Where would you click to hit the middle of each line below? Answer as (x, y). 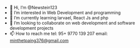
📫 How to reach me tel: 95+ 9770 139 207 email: (59, 33)
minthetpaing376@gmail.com (39, 40)
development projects (31, 28)
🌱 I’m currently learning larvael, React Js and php (59, 18)
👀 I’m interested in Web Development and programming (65, 13)
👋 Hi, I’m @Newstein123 (33, 8)
